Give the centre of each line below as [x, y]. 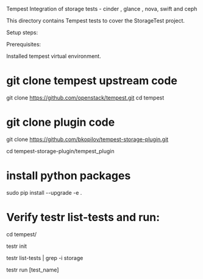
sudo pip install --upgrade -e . [44, 192]
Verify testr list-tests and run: [83, 217]
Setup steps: [22, 32]
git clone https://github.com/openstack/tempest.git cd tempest [85, 98]
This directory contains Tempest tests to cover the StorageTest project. [95, 20]
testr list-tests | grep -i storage [45, 258]
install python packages [69, 176]
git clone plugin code [61, 122]
